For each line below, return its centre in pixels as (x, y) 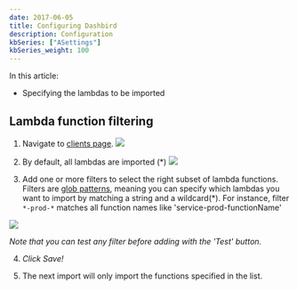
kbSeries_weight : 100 (49, 51)
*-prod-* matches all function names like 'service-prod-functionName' (152, 207)
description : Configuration (61, 34)
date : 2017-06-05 (41, 17)
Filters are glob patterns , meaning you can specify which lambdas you (151, 189)
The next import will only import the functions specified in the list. (142, 276)
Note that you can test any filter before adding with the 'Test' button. (136, 241)
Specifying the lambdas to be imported (93, 93)
